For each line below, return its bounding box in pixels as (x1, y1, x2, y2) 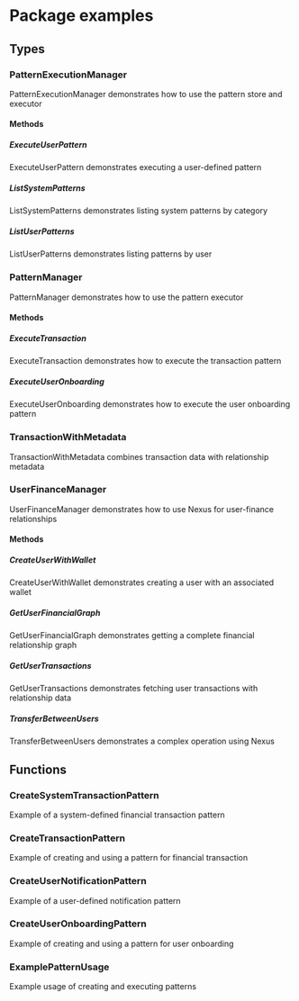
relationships (9, 513, 58, 524)
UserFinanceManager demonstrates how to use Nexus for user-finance (9, 503, 275, 514)
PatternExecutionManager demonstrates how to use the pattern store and (9, 88, 283, 99)
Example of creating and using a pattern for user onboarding (9, 938, 234, 949)
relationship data (9, 692, 72, 703)
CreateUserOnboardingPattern (9, 917, 147, 930)
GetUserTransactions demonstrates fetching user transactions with (9, 683, 258, 694)
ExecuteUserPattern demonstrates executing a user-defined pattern (9, 162, 262, 173)
